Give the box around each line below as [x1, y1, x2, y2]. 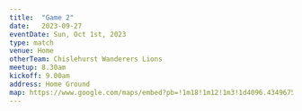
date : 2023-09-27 [9, 21, 83, 30]
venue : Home [9, 47, 54, 55]
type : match [9, 38, 54, 47]
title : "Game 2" [9, 13, 75, 22]
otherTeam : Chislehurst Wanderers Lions [9, 55, 164, 64]
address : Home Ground [9, 80, 91, 89]
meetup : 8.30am [9, 64, 67, 73]
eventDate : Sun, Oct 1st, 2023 [9, 30, 127, 38]
